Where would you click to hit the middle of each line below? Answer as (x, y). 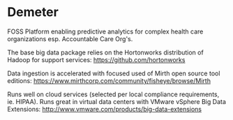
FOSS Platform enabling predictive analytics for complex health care (105, 31)
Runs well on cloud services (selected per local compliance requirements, (113, 94)
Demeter (33, 12)
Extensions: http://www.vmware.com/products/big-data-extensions (105, 109)
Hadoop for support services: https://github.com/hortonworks (96, 59)
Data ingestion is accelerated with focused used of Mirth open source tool (114, 73)
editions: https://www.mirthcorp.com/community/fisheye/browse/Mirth (109, 80)
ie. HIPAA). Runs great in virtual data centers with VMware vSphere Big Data (117, 101)
